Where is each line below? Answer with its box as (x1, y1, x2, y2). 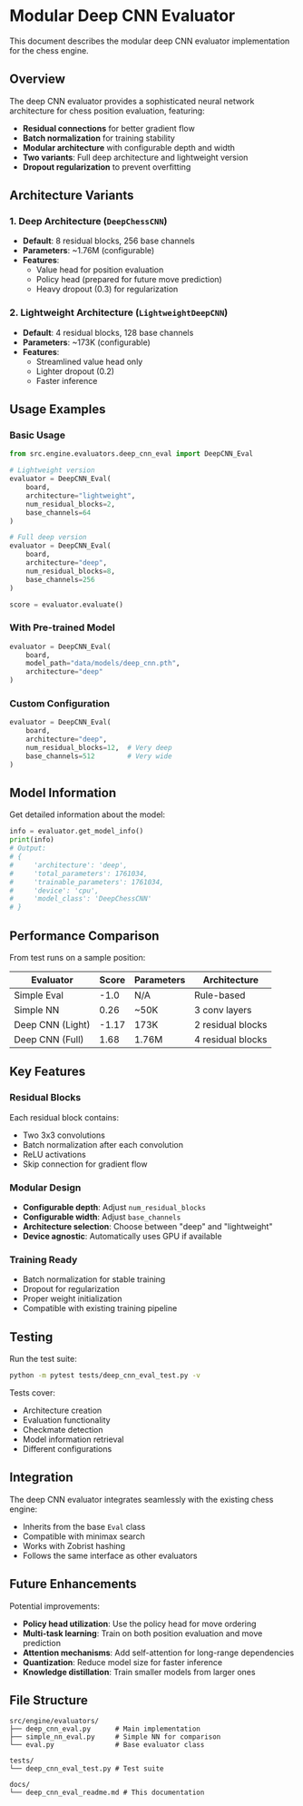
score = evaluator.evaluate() (9, 600, 124, 609)
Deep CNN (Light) (14, 1019, 91, 1031)
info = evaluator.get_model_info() (9, 827, 144, 836)
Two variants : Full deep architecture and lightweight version (22, 152, 249, 163)
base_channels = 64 (25, 508, 92, 518)
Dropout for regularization (22, 1284, 120, 1295)
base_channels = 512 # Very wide (25, 751, 172, 761)
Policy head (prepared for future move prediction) (35, 274, 222, 285)
